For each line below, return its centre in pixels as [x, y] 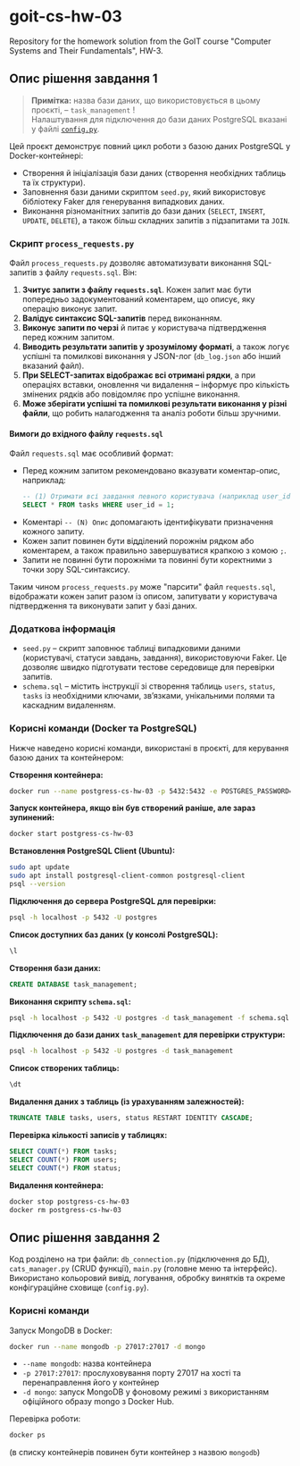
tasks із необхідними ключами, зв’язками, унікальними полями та [148, 696]
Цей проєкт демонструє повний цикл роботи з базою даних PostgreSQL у [150, 146]
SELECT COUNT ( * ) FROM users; [63, 1160]
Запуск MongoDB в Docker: [61, 1330]
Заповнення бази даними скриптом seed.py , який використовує [144, 192]
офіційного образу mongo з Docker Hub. [98, 1402]
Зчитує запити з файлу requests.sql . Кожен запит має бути [137, 290]
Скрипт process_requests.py [72, 243]
